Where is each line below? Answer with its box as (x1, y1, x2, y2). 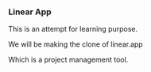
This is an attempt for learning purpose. (8, 25, 137, 34)
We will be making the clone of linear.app (8, 40, 143, 49)
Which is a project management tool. (8, 55, 129, 65)
